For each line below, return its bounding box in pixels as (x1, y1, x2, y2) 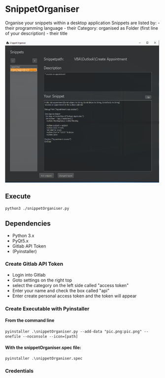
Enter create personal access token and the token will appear (12, 293, 137, 299)
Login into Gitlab (12, 272, 46, 278)
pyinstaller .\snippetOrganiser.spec (5, 356, 83, 361)
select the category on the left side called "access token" (12, 282, 129, 288)
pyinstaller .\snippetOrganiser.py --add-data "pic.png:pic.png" (5, 329, 142, 334)
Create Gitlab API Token (5, 261, 64, 268)
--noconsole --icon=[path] (23, 334, 78, 339)
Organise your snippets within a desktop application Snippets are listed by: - (5, 20, 160, 26)
